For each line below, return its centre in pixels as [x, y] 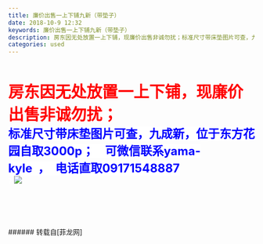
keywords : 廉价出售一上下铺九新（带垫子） [69, 30]
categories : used [36, 45]
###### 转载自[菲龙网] [45, 232]
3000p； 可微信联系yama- [122, 151]
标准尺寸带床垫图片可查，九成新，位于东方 [126, 134]
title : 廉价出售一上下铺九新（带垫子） [64, 15]
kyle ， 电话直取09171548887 [94, 169]
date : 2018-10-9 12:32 [45, 23]
